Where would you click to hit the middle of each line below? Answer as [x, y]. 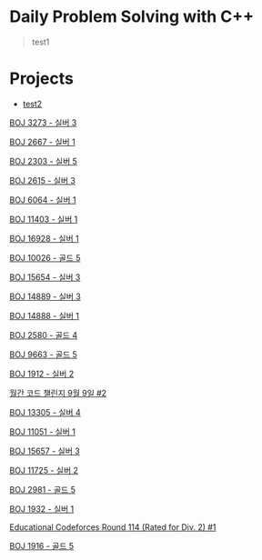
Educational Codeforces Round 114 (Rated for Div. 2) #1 [113, 527]
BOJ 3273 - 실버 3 [43, 122]
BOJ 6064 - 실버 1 [43, 200]
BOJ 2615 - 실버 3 [42, 180]
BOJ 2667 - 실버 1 [42, 142]
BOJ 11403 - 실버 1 [44, 219]
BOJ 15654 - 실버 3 [45, 277]
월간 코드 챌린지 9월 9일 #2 [58, 393]
